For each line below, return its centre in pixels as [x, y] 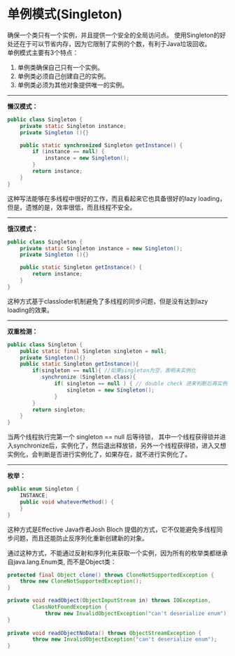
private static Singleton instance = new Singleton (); [101, 248]
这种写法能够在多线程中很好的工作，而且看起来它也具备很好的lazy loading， [116, 198]
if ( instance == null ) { [69, 152]
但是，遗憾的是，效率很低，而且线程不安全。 [72, 207]
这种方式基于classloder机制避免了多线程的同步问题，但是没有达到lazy [108, 301]
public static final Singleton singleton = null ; [94, 351]
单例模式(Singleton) [65, 14]
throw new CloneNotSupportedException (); [81, 581]
